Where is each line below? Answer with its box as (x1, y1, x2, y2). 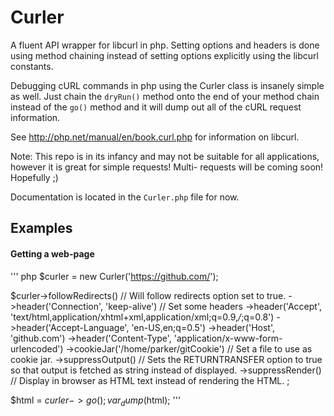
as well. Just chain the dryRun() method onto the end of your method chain (10, 90, 320, 102)
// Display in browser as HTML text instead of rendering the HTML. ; (10, 374, 290, 386)
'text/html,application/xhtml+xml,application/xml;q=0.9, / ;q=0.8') (10, 311, 275, 323)
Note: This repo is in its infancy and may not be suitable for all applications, (10, 150, 320, 162)
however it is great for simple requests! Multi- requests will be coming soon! (10, 161, 324, 173)
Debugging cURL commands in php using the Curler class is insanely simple (10, 79, 325, 91)
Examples (10, 220, 73, 237)
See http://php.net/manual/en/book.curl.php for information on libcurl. (10, 131, 300, 143)
